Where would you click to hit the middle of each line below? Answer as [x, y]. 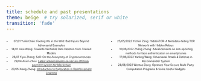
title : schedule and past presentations [58, 12]
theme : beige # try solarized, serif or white [67, 18]
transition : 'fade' [31, 23]
